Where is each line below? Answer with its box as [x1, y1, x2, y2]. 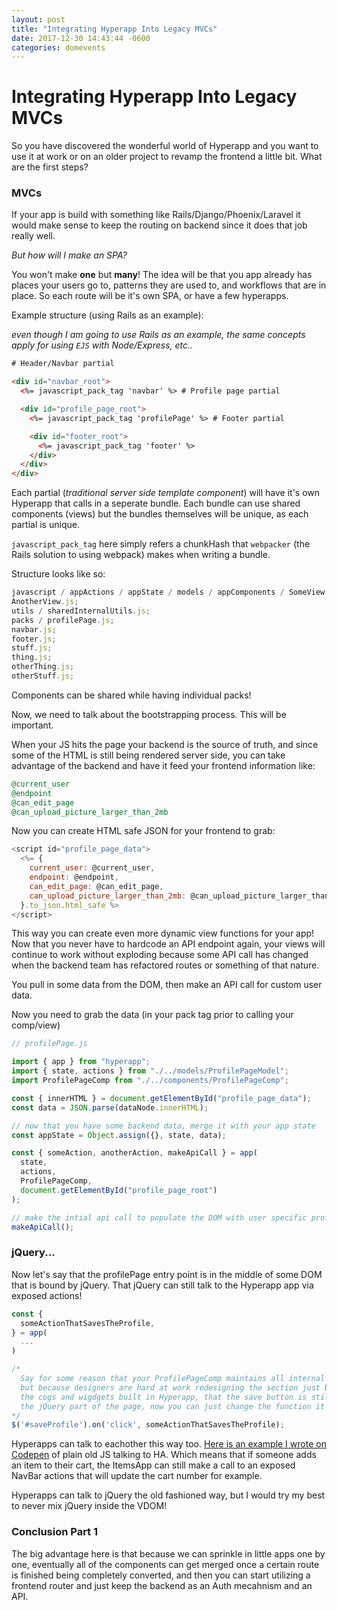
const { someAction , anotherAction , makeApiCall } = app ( [11, 1148, 258, 1158]
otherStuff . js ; [11, 671, 75, 681]
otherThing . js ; [11, 662, 75, 672]
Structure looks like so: [11, 568, 106, 580]
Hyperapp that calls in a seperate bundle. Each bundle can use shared [11, 497, 301, 510]
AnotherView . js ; [11, 597, 79, 607]
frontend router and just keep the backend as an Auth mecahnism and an [11, 1579, 313, 1591]
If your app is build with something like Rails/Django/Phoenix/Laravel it [11, 209, 301, 221]
